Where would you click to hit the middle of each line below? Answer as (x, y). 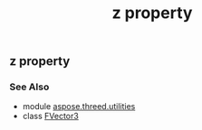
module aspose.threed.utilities (79, 107)
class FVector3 (50, 116)
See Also (29, 87)
